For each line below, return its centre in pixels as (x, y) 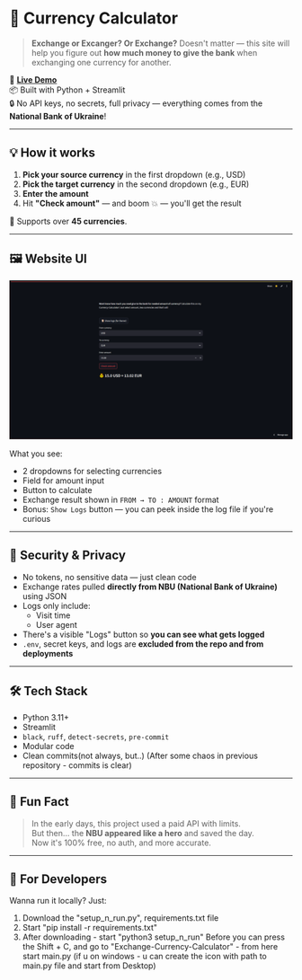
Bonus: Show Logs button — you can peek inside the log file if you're (148, 509)
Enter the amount (55, 193)
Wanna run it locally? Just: (58, 901)
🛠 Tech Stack (49, 691)
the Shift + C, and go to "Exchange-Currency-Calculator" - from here (150, 947)
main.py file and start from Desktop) (89, 966)
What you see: (36, 454)
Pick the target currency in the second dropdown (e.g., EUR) (136, 184)
